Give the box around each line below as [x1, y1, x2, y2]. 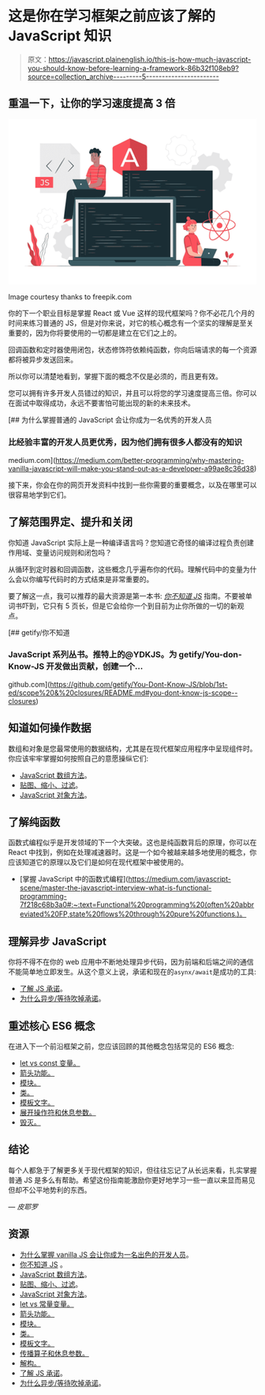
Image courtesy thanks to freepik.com [8, 292, 132, 302]
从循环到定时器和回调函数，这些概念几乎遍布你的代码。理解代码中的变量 [8, 564, 243, 573]
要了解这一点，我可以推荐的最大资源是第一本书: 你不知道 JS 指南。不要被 [8, 591, 246, 600]
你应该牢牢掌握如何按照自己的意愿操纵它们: [8, 754, 149, 763]
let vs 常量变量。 [19, 1299, 75, 1308]
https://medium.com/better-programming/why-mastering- [54, 455, 244, 464]
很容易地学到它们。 [8, 490, 71, 499]
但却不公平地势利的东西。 [8, 1185, 91, 1194]
